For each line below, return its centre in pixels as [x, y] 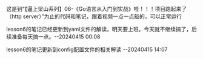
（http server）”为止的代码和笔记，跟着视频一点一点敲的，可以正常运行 [94, 16]
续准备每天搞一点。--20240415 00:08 [53, 37]
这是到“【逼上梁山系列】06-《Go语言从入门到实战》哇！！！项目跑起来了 [96, 9]
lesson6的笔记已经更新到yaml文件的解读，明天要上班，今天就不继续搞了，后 [101, 29]
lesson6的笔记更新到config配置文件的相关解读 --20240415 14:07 [87, 49]
